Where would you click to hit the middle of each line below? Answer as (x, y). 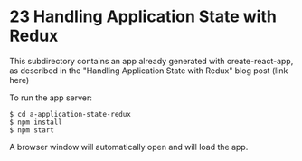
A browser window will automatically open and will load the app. (129, 147)
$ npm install (36, 122)
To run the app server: (51, 98)
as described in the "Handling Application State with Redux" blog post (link (149, 71)
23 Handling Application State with (143, 17)
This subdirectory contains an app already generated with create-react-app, (151, 61)
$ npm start (32, 130)
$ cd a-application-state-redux (70, 114)
